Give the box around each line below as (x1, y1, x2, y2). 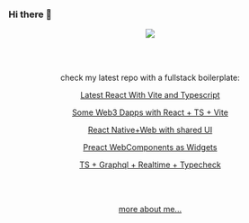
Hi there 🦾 (8, 8, 53, 21)
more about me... (119, 204, 182, 215)
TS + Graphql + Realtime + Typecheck (79, 159, 221, 170)
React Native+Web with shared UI (87, 125, 213, 136)
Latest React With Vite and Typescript (79, 90, 221, 101)
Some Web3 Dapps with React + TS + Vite (72, 107, 228, 118)
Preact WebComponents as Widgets (83, 142, 218, 153)
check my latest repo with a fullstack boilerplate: (60, 72, 240, 84)
